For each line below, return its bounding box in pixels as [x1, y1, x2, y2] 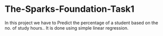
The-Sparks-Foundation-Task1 [4, 3, 135, 15]
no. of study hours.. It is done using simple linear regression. [4, 25, 129, 31]
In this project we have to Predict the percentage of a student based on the [4, 20, 159, 26]
